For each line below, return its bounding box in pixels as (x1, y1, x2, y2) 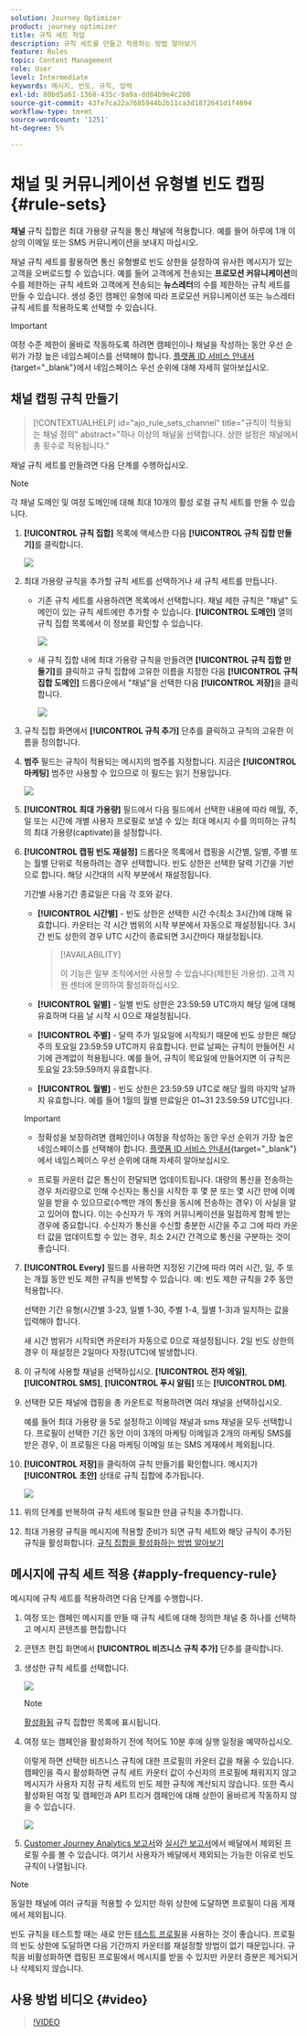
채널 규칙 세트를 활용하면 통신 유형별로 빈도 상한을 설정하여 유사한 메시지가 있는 (10, 256, 293, 267)
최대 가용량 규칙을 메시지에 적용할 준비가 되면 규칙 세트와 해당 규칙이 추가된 (23, 1525, 292, 1536)
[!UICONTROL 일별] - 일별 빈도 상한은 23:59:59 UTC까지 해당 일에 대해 (37, 998, 296, 1010)
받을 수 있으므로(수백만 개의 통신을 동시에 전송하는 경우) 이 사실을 (54, 1196, 287, 1207)
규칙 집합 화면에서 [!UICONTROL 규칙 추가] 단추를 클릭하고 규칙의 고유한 (23, 725, 284, 736)
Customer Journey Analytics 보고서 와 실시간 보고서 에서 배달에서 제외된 (23, 1838, 282, 1849)
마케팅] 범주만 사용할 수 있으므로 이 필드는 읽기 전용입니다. (23, 767, 232, 778)
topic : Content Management (10, 56, 113, 65)
